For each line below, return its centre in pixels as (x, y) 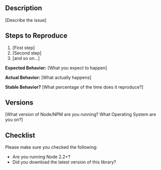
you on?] (14, 120)
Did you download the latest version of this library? (64, 162)
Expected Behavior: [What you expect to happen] (56, 68)
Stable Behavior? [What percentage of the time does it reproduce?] (74, 87)
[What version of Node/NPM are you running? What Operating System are (80, 114)
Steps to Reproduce (36, 36)
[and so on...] (26, 58)
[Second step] (27, 53)
